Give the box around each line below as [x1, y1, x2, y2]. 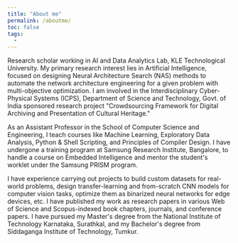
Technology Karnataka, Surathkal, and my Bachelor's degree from [7, 220, 201, 228]
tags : [7, 30, 23, 38]
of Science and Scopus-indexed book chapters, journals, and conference [7, 205, 222, 213]
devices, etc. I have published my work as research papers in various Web [7, 197, 225, 206]
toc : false [7, 23, 40, 31]
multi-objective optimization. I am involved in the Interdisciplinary [7, 87, 198, 95]
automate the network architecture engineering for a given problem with [7, 79, 219, 87]
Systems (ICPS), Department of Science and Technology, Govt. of [33, 94, 227, 103]
